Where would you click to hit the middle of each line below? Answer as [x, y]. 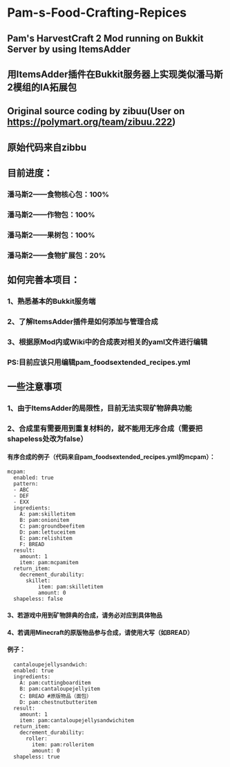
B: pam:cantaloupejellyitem [60, 689]
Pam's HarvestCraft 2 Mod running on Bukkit [105, 38]
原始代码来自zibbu [47, 147]
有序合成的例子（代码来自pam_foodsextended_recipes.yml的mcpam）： [111, 457]
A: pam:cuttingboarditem [55, 683]
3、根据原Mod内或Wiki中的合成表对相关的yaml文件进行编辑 [107, 342]
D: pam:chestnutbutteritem [58, 702]
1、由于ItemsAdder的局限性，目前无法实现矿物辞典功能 [99, 408]
